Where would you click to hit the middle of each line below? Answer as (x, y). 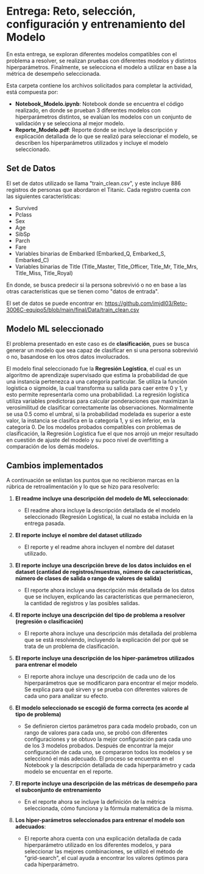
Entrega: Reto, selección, (71, 11)
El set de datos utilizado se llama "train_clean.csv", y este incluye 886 (94, 183)
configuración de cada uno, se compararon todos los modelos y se (108, 752)
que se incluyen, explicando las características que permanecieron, (109, 597)
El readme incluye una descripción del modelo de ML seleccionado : (102, 499)
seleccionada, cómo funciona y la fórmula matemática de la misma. (109, 809)
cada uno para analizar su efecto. (66, 696)
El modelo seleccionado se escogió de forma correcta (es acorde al (102, 708)
